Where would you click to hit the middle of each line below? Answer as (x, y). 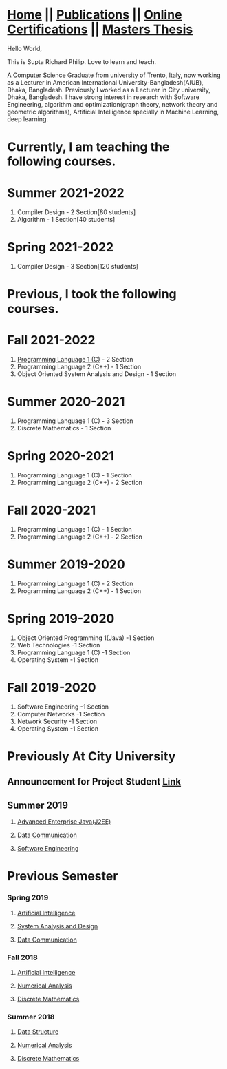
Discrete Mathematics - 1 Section (64, 428)
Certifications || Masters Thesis (100, 29)
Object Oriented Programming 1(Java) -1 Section (86, 638)
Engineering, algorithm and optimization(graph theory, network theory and (112, 104)
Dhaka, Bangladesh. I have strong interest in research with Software (103, 97)
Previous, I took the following (92, 294)
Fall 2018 (22, 957)
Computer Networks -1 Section (61, 714)
